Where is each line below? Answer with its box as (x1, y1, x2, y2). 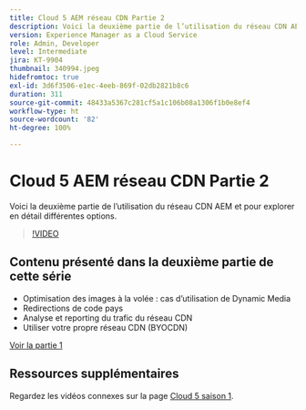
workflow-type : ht (9, 107, 79, 116)
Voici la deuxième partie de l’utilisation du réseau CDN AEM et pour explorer (9, 200, 295, 211)
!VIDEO (31, 228, 59, 239)
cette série (9, 269, 72, 284)
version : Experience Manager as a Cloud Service (9, 30, 198, 39)
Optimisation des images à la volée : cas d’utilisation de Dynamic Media (22, 292, 291, 303)
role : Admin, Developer (9, 38, 100, 48)
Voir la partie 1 (9, 339, 63, 351)
